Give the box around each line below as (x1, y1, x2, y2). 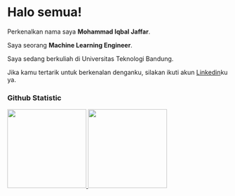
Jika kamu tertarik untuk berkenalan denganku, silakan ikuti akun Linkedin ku (7, 68, 228, 76)
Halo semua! (7, 4, 82, 20)
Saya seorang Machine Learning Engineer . (7, 41, 133, 49)
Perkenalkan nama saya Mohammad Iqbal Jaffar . (7, 27, 151, 36)
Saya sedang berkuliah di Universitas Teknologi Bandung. (7, 54, 174, 63)
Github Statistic (7, 92, 62, 102)
